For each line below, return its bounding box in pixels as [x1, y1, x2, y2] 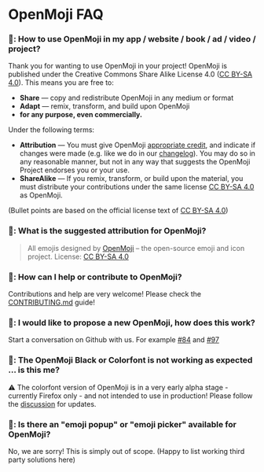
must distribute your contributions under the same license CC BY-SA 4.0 [19, 183, 255, 192]
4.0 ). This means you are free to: [8, 78, 114, 87]
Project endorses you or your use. [19, 165, 130, 175]
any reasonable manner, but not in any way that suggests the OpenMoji [19, 157, 251, 167]
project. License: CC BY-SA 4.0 [27, 252, 130, 261]
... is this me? [8, 364, 60, 375]
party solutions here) [8, 455, 76, 464]
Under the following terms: [8, 125, 95, 135]
